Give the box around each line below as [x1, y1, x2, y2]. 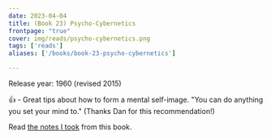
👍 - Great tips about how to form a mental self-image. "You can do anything [8, 95, 264, 104]
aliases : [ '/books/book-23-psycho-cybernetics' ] [8, 49, 176, 57]
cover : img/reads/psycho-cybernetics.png [8, 34, 151, 43]
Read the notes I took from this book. [8, 122, 132, 132]
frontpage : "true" [8, 27, 71, 35]
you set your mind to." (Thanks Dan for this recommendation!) [8, 107, 215, 116]
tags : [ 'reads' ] [8, 42, 63, 50]
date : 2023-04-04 [8, 11, 67, 20]
